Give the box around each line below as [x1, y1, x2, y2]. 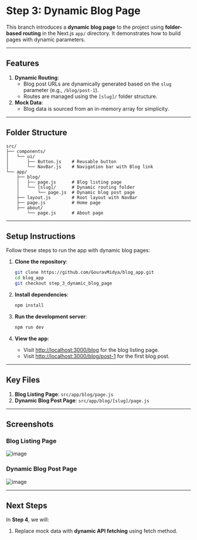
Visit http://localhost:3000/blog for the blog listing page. [23, 346, 159, 353]
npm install [14, 303, 44, 308]
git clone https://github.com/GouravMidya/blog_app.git [14, 270, 154, 276]
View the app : [14, 335, 49, 342]
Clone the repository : [14, 258, 68, 265]
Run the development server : [14, 313, 87, 320]
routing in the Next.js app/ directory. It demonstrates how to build [22, 29, 181, 36]
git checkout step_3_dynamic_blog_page [14, 280, 113, 287]
